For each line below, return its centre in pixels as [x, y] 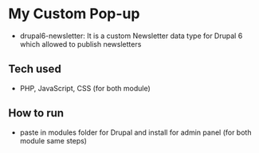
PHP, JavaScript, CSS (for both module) [85, 88]
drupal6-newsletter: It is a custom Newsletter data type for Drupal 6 [131, 36]
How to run [36, 113]
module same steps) [53, 140]
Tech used [35, 69]
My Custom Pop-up [74, 14]
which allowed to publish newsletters [80, 44]
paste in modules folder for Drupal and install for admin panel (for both [135, 132]
